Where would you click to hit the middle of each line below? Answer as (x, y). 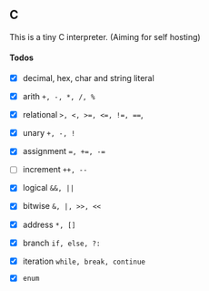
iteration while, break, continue (84, 261)
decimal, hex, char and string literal (88, 78)
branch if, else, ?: (61, 243)
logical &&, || (48, 188)
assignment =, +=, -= (64, 151)
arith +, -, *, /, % (59, 97)
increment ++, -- (55, 170)
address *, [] (49, 224)
